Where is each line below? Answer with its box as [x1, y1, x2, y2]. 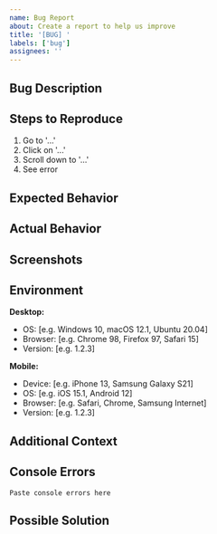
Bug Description [9, 81, 102, 96]
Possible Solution [9, 512, 110, 528]
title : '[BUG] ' [9, 30, 71, 39]
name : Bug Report [9, 13, 75, 23]
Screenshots [9, 252, 83, 267]
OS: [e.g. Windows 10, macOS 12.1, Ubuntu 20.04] [22, 324, 208, 335]
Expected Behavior [9, 190, 119, 205]
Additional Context [9, 434, 118, 449]
